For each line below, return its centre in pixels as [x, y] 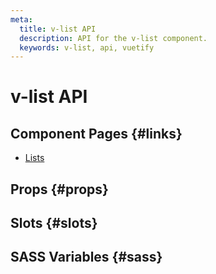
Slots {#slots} [54, 223]
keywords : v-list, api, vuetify [87, 47]
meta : [21, 19]
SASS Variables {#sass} [86, 257]
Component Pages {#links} [96, 133]
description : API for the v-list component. [113, 38]
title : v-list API [58, 29]
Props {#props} [59, 189]
